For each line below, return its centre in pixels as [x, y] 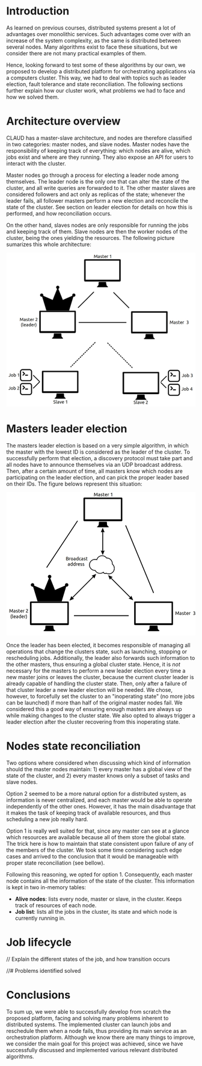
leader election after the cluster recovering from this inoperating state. [93, 722]
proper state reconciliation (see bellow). [56, 863]
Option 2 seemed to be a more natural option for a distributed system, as [96, 793]
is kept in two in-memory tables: [46, 887]
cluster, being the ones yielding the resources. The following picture [90, 238]
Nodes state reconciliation [74, 746]
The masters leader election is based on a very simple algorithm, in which [97, 445]
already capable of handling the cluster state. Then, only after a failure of [97, 683]
